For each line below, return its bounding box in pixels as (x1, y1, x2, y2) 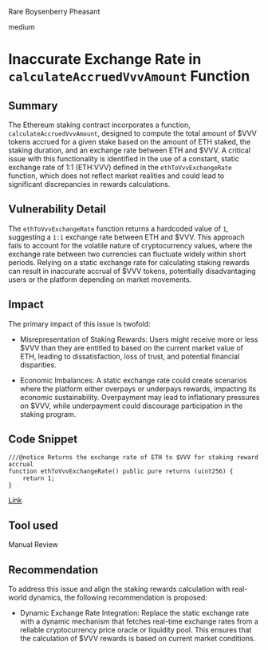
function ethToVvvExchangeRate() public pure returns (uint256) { (8, 467, 234, 476)
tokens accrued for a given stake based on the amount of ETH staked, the (8, 137, 251, 146)
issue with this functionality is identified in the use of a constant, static (8, 154, 239, 163)
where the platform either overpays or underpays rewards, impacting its (19, 383, 257, 394)
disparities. (19, 359, 57, 370)
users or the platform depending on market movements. (8, 275, 192, 284)
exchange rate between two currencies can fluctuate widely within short (8, 249, 246, 259)
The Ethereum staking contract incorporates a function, (8, 120, 191, 129)
